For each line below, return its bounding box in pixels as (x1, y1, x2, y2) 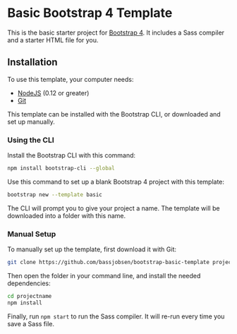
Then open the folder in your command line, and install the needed (7, 271, 201, 280)
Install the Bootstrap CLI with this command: (7, 151, 136, 160)
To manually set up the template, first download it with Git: (7, 245, 177, 254)
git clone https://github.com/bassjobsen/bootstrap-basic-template (7, 259, 210, 266)
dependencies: (7, 279, 51, 287)
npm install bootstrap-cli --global (7, 165, 115, 172)
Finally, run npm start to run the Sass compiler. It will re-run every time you (7, 312, 225, 321)
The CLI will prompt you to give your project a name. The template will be (7, 203, 220, 213)
